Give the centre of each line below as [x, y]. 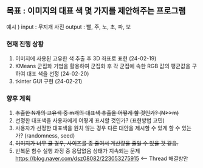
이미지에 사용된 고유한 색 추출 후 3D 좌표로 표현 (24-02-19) [86, 58]
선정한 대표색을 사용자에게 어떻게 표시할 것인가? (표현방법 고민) [90, 121]
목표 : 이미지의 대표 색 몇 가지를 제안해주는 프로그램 [96, 11]
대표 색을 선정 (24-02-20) [58, 74]
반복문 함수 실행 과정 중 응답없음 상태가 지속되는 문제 [77, 151]
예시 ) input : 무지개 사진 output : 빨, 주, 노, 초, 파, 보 [69, 27]
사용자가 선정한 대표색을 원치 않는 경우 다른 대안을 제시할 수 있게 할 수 [98, 128]
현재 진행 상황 [25, 44]
